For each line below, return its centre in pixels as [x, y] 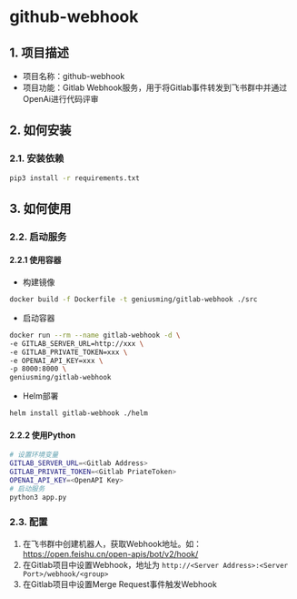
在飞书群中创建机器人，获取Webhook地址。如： [112, 543]
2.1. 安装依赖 [37, 158]
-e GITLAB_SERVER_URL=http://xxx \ [77, 343]
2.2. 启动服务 [38, 237]
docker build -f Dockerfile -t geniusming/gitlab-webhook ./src [134, 299]
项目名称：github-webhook [74, 76]
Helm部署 [40, 396]
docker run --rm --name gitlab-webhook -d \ [95, 335]
